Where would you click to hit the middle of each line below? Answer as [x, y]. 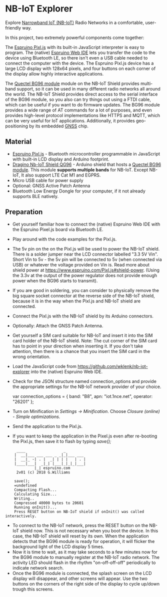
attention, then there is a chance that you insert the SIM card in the [81, 351]
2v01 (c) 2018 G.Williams [43, 472]
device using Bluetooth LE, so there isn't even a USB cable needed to [76, 57]
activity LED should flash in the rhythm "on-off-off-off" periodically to [84, 562]
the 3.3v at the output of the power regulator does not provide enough [85, 275]
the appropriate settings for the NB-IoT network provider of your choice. [87, 386]
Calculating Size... [35, 494]
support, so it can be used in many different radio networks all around [89, 88]
